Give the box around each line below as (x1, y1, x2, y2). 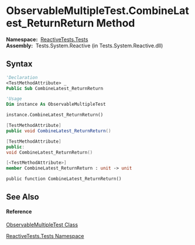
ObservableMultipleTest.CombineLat (6, 4, 189, 18)
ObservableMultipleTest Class (6, 221, 78, 228)
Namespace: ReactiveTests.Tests (6, 36, 88, 43)
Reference (6, 208, 32, 215)
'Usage (6, 96, 22, 102)
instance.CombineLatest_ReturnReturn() (6, 112, 104, 118)
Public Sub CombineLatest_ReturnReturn (6, 85, 104, 91)
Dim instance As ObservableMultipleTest (6, 101, 107, 108)
